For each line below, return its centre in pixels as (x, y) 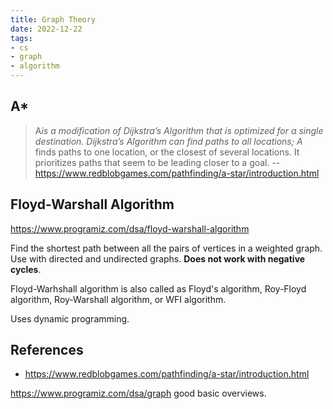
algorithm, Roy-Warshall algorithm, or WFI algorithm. (118, 299)
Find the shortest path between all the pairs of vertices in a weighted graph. (166, 248)
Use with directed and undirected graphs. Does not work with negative (158, 258)
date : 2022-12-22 (46, 29)
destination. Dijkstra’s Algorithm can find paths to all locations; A (168, 141)
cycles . (26, 269)
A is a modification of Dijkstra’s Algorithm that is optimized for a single (179, 130)
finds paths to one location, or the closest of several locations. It (167, 152)
